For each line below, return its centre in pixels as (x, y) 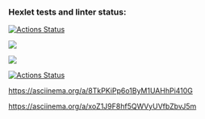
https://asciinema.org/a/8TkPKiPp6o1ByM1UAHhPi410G (101, 91)
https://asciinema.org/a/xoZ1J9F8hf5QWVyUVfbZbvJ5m (102, 106)
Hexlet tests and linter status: (67, 12)
